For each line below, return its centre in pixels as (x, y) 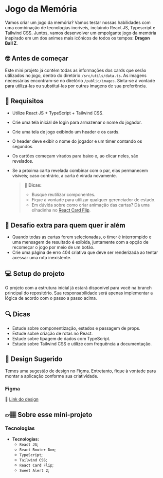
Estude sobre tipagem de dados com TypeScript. (61, 339)
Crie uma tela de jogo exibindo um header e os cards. (66, 132)
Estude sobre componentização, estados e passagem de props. (76, 328)
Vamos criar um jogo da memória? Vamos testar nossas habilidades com (78, 22)
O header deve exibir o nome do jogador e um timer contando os (77, 141)
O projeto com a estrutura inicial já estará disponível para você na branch (79, 288)
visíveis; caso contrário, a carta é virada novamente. (64, 175)
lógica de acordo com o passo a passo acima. (51, 298)
